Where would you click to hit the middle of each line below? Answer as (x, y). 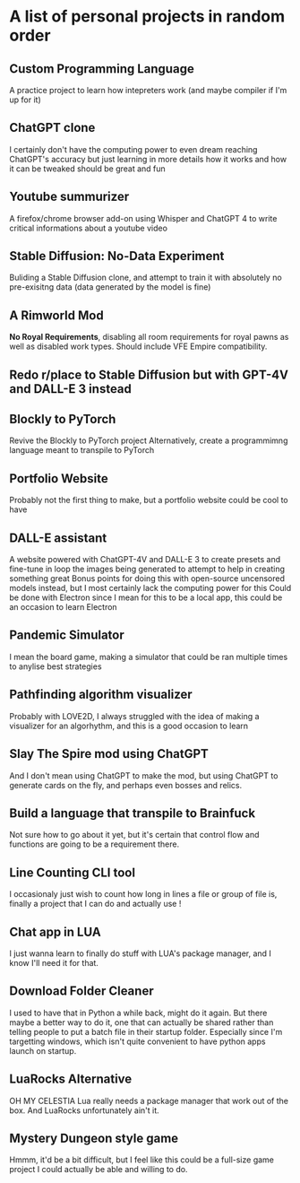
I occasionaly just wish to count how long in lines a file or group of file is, (143, 894)
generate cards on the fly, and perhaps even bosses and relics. (126, 785)
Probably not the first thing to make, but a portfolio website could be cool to (149, 500)
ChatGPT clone (52, 128)
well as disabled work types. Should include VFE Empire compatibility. (138, 346)
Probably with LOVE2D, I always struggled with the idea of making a (134, 716)
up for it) (26, 100)
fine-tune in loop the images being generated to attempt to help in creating (147, 569)
